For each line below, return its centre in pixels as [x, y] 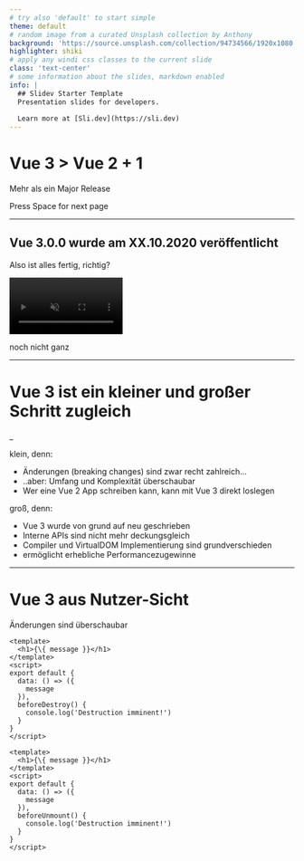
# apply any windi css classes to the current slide [111, 60]
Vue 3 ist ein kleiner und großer [130, 392]
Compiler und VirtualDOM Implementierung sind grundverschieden [147, 545]
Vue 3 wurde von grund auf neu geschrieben [106, 525]
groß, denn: [31, 508]
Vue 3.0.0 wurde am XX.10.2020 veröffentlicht [144, 243]
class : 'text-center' [50, 69]
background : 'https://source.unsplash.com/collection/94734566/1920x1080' [153, 43]
